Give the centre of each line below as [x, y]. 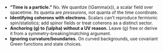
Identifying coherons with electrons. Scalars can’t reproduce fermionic [84, 18]
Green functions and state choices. [46, 44]
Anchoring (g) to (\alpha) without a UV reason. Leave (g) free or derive [83, 28]
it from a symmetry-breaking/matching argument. [60, 33]
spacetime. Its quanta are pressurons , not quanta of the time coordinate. [84, 12]
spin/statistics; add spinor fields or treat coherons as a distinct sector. [81, 23]
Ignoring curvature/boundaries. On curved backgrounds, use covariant [84, 39]
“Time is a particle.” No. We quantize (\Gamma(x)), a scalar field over [81, 7]
